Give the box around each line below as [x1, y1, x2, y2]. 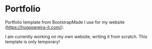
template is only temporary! [5, 38, 60, 44]
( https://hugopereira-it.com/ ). [5, 24, 64, 30]
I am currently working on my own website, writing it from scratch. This [5, 34, 148, 39]
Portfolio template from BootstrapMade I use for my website [5, 19, 125, 25]
